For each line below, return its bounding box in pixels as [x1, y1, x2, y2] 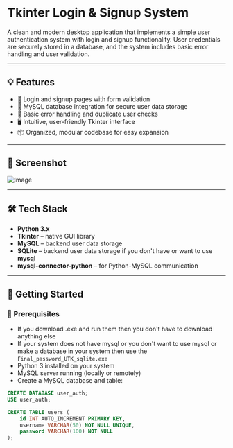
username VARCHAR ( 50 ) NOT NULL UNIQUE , [19, 422, 135, 429]
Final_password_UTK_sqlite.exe [17, 356, 108, 363]
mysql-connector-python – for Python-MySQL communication [17, 261, 199, 270]
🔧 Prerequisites [7, 309, 60, 318]
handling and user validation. [7, 50, 90, 58]
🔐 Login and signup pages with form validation [17, 95, 150, 103]
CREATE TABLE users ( [7, 408, 70, 415]
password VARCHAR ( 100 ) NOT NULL [19, 428, 113, 435]
